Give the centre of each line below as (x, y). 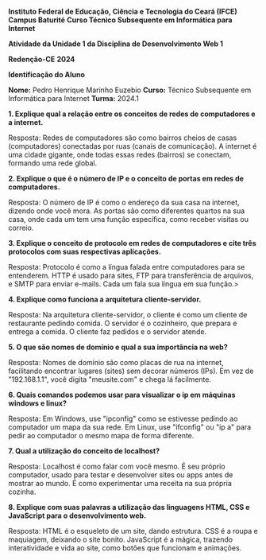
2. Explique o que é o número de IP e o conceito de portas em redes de (126, 179)
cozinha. (22, 492)
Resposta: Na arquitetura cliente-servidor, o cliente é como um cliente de (128, 315)
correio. (21, 227)
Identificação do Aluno (47, 74)
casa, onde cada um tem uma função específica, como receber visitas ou (128, 219)
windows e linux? (38, 403)
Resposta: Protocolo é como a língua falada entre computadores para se (127, 267)
